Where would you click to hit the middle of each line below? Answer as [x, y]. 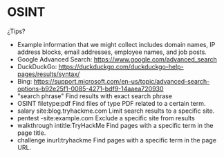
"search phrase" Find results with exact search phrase [95, 96]
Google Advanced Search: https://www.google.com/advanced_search [117, 59]
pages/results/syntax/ [48, 74]
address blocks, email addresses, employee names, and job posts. [112, 52]
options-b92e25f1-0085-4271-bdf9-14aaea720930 [90, 89]
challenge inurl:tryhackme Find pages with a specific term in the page [116, 140]
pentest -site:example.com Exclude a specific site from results [106, 118]
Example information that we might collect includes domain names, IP [116, 44]
